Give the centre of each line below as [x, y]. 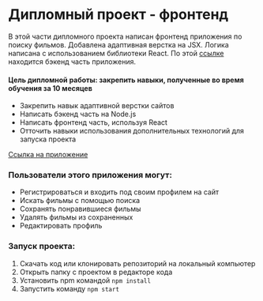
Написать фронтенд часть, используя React [94, 122]
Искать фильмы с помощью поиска [80, 201]
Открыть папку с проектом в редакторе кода [96, 272]
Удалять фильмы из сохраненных [76, 217]
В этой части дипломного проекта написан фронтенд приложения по [125, 36]
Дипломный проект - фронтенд [118, 15]
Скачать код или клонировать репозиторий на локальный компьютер [137, 263]
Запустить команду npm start [70, 288]
